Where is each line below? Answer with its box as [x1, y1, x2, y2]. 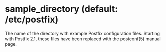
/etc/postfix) [5, 14, 59, 25]
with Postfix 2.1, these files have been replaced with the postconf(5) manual [5, 36, 161, 42]
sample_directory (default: [5, 3, 118, 15]
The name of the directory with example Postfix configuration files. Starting [5, 30, 160, 36]
